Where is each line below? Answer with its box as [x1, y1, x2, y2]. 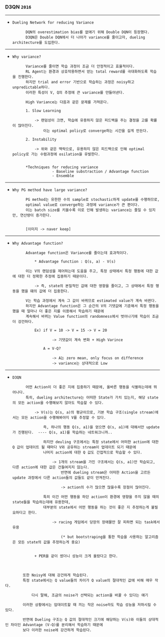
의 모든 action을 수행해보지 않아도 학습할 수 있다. [12, 401, 104, 406]
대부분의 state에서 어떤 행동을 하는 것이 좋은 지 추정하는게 [43, 505, 149, 510]
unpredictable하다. [12, 85, 50, 90]
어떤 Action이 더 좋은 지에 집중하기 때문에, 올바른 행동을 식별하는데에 [25, 385, 152, 390]
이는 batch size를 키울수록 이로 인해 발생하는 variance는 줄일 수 [25, 208, 147, 213]
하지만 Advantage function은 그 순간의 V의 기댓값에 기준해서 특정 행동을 [25, 303, 159, 309]
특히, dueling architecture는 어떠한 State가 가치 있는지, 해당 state [25, 395, 159, 400]
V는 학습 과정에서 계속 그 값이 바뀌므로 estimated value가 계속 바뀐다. [25, 299, 157, 303]
